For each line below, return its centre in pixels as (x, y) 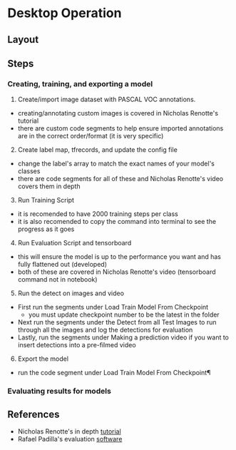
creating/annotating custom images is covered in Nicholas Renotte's (118, 113)
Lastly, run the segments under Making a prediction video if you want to (123, 337)
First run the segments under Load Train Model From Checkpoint (113, 307)
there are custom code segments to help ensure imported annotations (120, 128)
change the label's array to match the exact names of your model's (116, 164)
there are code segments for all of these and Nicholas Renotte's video (120, 179)
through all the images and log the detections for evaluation (105, 330)
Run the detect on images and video (71, 293)
